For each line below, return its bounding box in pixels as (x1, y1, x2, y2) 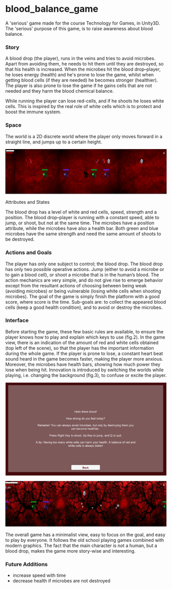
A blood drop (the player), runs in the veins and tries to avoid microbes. (5, 55, 156, 61)
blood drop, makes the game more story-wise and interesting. (5, 548, 136, 554)
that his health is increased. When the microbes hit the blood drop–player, (5, 66, 161, 72)
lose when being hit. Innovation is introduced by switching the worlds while (5, 367, 164, 373)
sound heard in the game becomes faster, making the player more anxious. (5, 355, 163, 362)
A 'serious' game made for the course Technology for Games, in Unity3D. (5, 20, 160, 26)
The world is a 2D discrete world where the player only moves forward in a (5, 133, 163, 139)
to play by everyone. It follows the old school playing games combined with (5, 537, 164, 543)
